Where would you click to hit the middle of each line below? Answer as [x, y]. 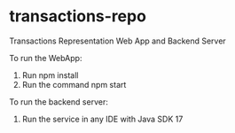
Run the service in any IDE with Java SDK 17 [102, 119]
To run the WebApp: [46, 58]
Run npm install [50, 75]
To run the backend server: [59, 102]
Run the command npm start [74, 84]
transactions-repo [78, 16]
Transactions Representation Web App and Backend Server [117, 41]
